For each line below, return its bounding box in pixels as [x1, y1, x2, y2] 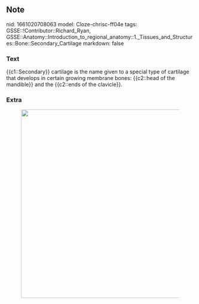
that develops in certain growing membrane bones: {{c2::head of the [6, 75, 175, 82]
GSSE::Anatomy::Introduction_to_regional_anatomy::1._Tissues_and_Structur [6, 33, 193, 41]
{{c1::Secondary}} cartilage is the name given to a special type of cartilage [6, 68, 189, 75]
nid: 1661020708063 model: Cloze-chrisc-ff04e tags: [6, 20, 137, 27]
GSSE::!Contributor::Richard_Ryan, [6, 27, 91, 34]
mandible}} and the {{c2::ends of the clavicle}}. [6, 81, 123, 88]
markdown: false [82, 39, 124, 47]
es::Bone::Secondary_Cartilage [6, 39, 82, 47]
